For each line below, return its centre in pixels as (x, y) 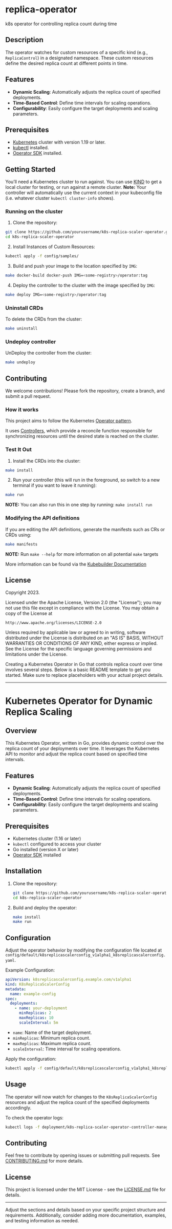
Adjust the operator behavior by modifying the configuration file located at (84, 950)
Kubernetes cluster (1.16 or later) (47, 838)
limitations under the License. (36, 654)
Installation (24, 871)
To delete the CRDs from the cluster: (44, 319)
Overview (21, 731)
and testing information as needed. (42, 1221)
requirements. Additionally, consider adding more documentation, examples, (86, 1215)
